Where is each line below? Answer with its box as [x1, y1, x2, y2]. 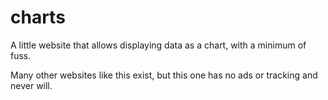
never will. [10, 79, 53, 91]
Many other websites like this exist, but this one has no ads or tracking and [10, 69, 318, 81]
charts [10, 6, 66, 29]
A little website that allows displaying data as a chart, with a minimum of [10, 39, 307, 51]
